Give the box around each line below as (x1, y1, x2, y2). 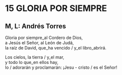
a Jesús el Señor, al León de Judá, (5, 40, 74, 46)
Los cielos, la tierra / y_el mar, (5, 54, 65, 60)
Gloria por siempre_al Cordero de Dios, (5, 35, 83, 40)
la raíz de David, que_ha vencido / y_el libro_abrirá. (5, 45, 107, 50)
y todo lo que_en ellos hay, (5, 60, 58, 65)
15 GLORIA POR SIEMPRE (5, 3, 107, 14)
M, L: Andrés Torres (5, 22, 67, 30)
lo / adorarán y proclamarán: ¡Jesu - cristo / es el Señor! (5, 64, 118, 70)
